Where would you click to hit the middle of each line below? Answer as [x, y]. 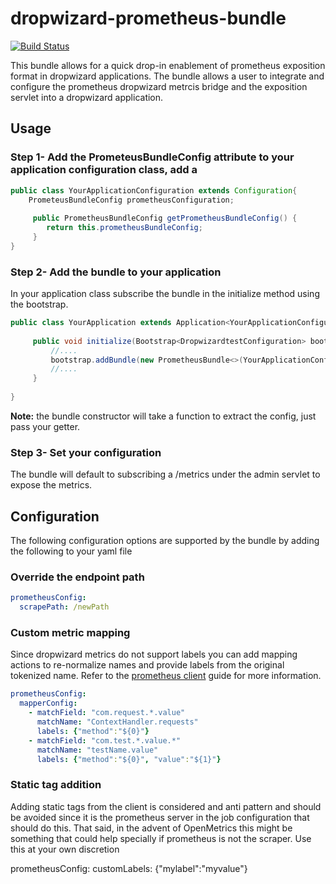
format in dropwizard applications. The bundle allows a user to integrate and [167, 76]
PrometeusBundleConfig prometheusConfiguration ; [131, 200]
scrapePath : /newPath [64, 607]
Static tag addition [56, 785]
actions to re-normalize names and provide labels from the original [147, 665]
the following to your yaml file [71, 551]
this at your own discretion [65, 849]
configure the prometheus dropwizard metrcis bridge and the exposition [159, 86]
